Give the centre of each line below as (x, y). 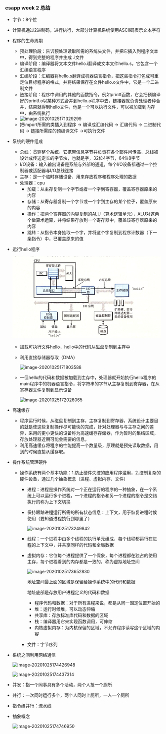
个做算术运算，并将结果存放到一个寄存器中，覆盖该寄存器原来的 (92, 220)
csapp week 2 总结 (28, 7)
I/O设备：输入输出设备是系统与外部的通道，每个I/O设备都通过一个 (86, 164)
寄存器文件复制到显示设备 (46, 390)
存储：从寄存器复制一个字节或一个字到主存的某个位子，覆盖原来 (92, 201)
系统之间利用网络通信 (34, 655)
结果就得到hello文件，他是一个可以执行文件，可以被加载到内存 (92, 107)
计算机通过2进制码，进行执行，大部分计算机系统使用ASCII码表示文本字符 (86, 30)
